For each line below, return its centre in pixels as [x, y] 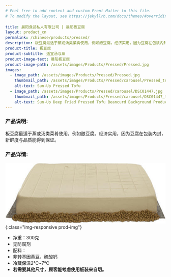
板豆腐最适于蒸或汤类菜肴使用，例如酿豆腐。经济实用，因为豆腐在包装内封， [85, 133]
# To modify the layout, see [36, 16]
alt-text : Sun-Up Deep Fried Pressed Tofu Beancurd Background [83, 102]
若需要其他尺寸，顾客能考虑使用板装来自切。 [60, 269]
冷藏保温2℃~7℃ [31, 263]
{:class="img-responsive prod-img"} [44, 227]
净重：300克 [26, 238]
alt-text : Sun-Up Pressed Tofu [48, 86]
